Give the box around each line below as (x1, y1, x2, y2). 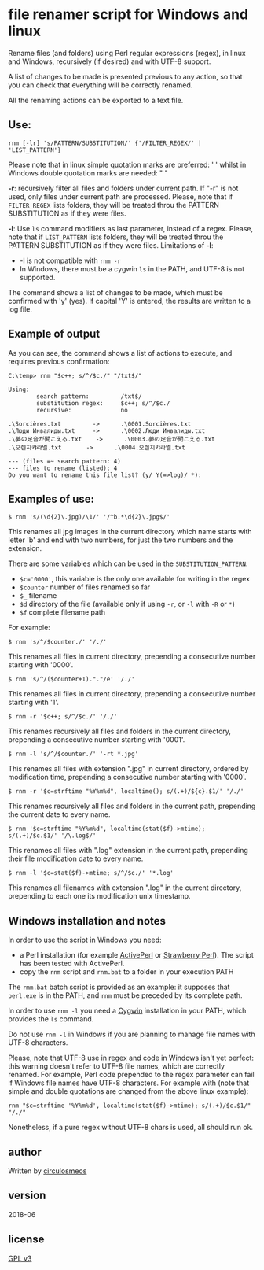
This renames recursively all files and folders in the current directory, (8, 726, 232, 737)
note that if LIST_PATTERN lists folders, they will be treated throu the (8, 232, 224, 242)
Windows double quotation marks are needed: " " (8, 168, 169, 178)
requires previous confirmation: (8, 356, 110, 366)
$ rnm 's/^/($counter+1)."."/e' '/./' (8, 675, 135, 684)
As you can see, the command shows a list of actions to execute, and (8, 348, 233, 357)
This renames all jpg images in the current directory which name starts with (8, 527, 253, 537)
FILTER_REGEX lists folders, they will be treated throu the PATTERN (8, 200, 220, 209)
